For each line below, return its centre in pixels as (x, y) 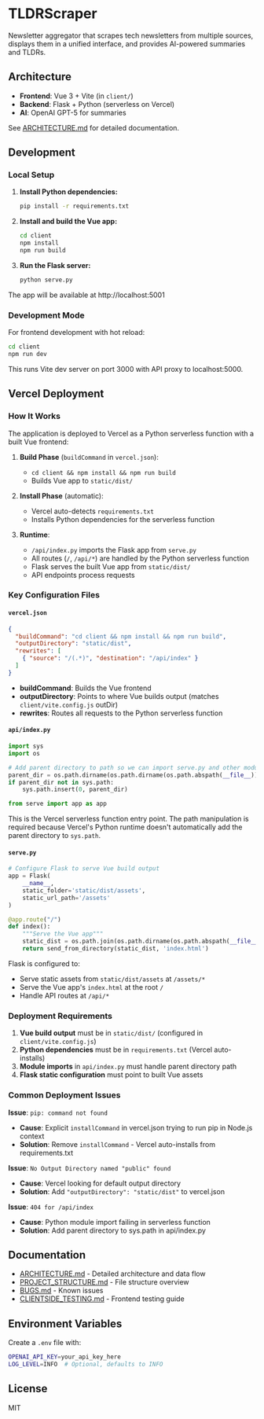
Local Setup (31, 175)
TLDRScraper (53, 14)
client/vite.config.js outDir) (69, 704)
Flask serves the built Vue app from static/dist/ (111, 566)
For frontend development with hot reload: (77, 333)
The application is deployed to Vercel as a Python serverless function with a (131, 433)
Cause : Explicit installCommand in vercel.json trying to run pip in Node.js (136, 1127)
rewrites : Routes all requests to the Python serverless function (121, 713)
